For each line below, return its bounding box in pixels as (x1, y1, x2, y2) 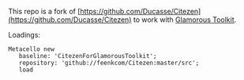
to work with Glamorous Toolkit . (133, 15, 237, 24)
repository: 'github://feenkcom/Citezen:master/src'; (18, 59, 200, 67)
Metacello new (8, 45, 55, 53)
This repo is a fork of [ (8, 7, 81, 16)
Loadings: (8, 31, 41, 39)
